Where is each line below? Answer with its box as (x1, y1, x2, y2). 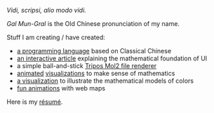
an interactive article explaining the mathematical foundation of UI (16, 54, 208, 62)
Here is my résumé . (6, 98, 63, 106)
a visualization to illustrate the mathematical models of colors (16, 77, 194, 85)
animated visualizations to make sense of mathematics (16, 69, 175, 77)
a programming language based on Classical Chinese (16, 47, 172, 55)
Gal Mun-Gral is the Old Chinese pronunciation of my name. (6, 20, 180, 27)
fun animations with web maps (16, 84, 106, 92)
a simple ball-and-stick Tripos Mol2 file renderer (16, 62, 157, 69)
